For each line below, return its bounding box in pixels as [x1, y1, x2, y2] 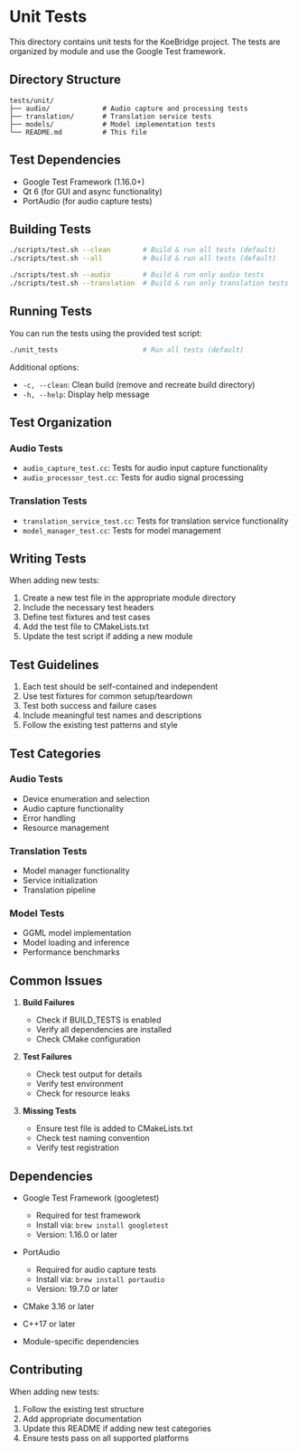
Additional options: [9, 362, 79, 372]
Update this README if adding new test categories [22, 1422, 212, 1434]
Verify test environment [35, 1079, 124, 1089]
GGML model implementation [22, 928, 132, 938]
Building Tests [9, 222, 92, 237]
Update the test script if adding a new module [22, 631, 193, 642]
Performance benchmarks [22, 947, 120, 957]
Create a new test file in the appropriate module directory [22, 592, 237, 603]
